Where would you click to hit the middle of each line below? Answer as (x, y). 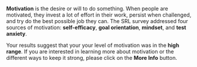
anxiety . (17, 34)
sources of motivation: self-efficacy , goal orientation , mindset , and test (96, 27)
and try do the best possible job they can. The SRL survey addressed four (97, 21)
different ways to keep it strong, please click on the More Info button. (92, 58)
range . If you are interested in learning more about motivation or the (90, 52)
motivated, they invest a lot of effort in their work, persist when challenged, (99, 15)
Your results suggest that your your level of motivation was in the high (93, 45)
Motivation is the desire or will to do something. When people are (87, 9)
